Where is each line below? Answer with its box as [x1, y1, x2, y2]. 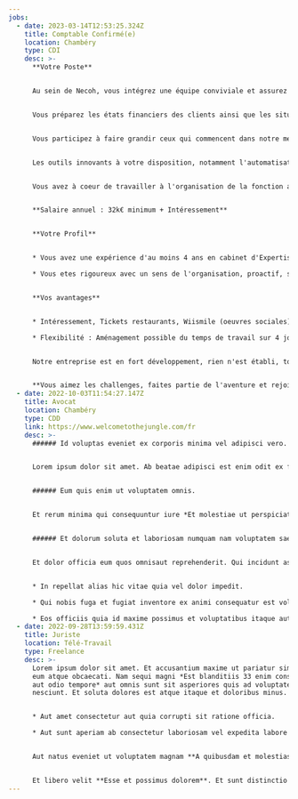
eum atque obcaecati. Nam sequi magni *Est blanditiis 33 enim [31, 672, 272, 681]
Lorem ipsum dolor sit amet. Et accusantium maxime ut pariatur [31, 664, 276, 673]
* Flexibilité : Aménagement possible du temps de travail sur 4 [31, 333, 279, 343]
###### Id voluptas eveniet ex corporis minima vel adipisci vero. [31, 439, 288, 448]
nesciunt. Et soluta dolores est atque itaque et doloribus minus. [31, 689, 288, 698]
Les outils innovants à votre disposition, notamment [31, 157, 237, 167]
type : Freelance [24, 647, 85, 656]
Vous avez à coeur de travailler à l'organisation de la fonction [31, 182, 284, 191]
